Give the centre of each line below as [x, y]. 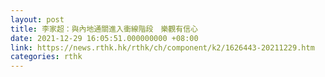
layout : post [37, 19]
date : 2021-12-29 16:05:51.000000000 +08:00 [104, 38]
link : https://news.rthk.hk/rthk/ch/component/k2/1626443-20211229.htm [162, 47]
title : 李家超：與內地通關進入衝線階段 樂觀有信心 [104, 29]
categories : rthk [46, 57]
